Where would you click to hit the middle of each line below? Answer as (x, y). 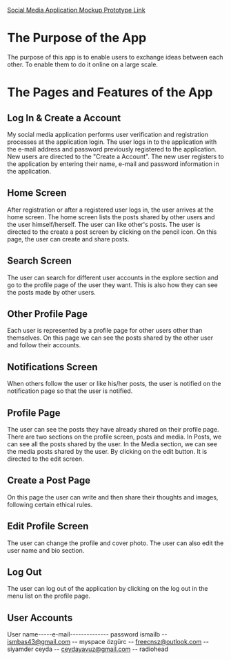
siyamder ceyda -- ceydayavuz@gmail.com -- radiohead (88, 649)
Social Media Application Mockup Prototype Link (77, 10)
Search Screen (40, 261)
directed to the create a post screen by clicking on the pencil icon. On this (112, 232)
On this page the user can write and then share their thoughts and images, (113, 497)
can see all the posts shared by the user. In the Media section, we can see (112, 444)
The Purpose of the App (77, 38)
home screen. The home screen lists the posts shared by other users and (111, 217)
